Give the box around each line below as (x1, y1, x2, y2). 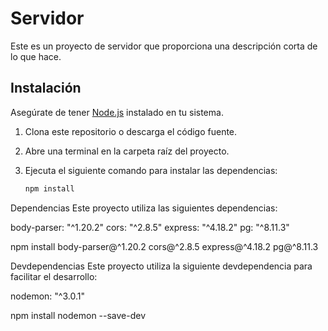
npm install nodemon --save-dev (10, 309, 147, 321)
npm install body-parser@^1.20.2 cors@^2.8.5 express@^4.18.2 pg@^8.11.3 (10, 240, 319, 252)
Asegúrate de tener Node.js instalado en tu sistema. (10, 106, 224, 118)
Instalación (10, 80, 82, 97)
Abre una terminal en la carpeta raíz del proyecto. (24, 145, 230, 157)
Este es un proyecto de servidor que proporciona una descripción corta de (10, 40, 318, 52)
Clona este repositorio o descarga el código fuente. (24, 125, 238, 137)
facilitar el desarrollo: (10, 270, 98, 282)
